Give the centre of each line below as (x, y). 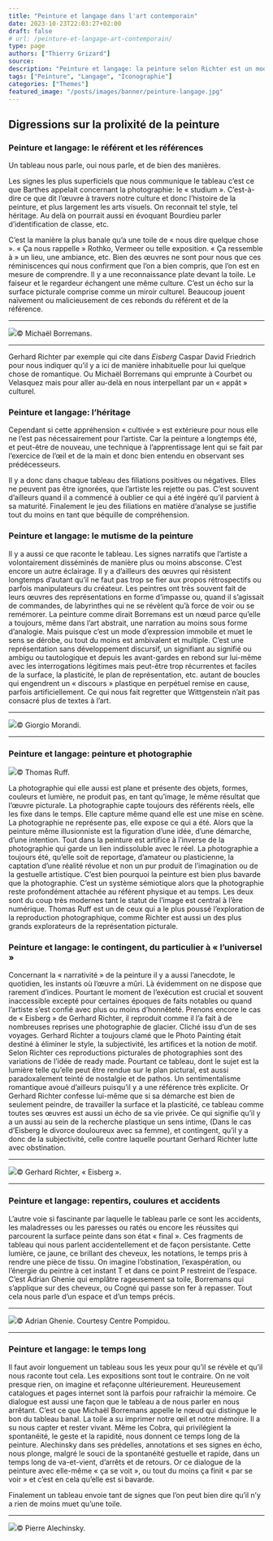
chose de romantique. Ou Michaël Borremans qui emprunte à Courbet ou (130, 374)
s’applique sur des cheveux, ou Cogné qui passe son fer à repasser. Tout (130, 1287)
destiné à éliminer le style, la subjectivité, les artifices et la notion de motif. (133, 1044)
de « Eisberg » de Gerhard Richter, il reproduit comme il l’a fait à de (121, 1018)
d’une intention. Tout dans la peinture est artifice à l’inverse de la (117, 840)
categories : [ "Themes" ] (49, 84)
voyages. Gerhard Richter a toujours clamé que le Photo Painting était (125, 1035)
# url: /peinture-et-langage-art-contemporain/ (91, 39)
